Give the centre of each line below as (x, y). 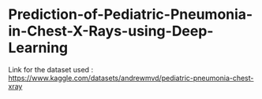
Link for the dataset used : (51, 69)
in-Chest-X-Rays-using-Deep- (111, 31)
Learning (38, 48)
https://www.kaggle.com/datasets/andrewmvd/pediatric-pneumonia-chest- (131, 78)
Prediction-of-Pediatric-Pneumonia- (131, 15)
